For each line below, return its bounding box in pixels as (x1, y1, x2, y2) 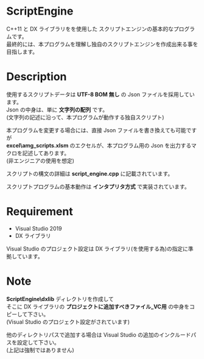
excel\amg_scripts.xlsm (6, 141, 69, 149)
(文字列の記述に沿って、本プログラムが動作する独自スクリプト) (6, 113, 164, 121)
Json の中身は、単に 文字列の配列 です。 (6, 105, 108, 113)
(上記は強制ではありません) (6, 346, 74, 354)
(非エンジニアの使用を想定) (6, 157, 75, 164)
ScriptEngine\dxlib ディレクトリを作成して (6, 295, 114, 302)
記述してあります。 (22, 149, 70, 157)
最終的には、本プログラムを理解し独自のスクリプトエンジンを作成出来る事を (6, 40, 199, 48)
